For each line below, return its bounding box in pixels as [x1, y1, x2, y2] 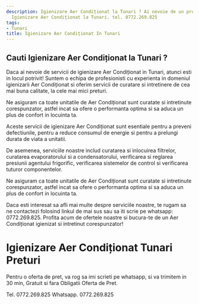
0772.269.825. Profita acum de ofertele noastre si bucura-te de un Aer [6, 214, 179, 221]
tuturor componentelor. [6, 165, 63, 172]
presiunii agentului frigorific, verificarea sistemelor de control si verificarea [6, 159, 188, 167]
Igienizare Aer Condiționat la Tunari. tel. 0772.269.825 [11, 14, 158, 20]
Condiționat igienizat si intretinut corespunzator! [6, 220, 124, 227]
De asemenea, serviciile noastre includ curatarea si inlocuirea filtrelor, [6, 146, 176, 154]
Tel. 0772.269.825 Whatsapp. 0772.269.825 [6, 291, 114, 298]
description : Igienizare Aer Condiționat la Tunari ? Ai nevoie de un [6, 8, 184, 15]
